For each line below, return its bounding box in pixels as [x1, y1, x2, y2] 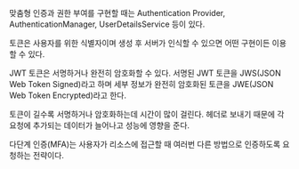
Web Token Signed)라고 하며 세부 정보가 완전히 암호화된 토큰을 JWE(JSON [9, 79, 274, 89]
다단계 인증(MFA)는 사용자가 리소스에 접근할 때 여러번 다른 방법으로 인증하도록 [9, 139, 281, 149]
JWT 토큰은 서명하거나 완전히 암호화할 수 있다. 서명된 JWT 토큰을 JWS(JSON [9, 68, 282, 78]
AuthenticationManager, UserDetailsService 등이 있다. [9, 19, 206, 29]
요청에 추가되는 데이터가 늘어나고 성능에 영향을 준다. [9, 120, 190, 131]
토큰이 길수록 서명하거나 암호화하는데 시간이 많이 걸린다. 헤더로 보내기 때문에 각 [9, 109, 285, 119]
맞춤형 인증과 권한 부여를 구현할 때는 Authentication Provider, [9, 8, 225, 18]
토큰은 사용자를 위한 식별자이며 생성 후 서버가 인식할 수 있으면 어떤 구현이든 [9, 38, 271, 48]
